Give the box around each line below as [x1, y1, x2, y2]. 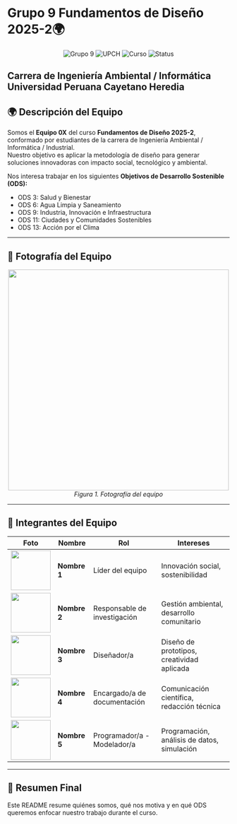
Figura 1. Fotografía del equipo [73, 490, 164, 498]
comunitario [161, 616, 201, 626]
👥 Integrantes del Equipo [7, 517, 118, 529]
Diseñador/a [92, 650, 134, 660]
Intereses [177, 538, 210, 548]
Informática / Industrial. [7, 143, 75, 152]
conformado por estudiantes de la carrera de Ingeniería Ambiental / [7, 136, 203, 144]
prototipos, [161, 645, 197, 655]
